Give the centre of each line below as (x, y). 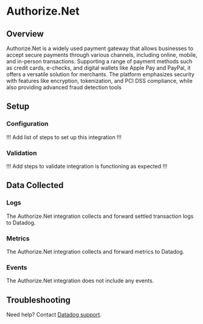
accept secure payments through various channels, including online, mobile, (102, 55)
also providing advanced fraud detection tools (64, 87)
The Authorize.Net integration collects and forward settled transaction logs (100, 216)
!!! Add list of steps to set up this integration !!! (64, 137)
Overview (25, 34)
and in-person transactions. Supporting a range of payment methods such (99, 61)
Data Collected (35, 185)
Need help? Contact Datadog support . (54, 315)
